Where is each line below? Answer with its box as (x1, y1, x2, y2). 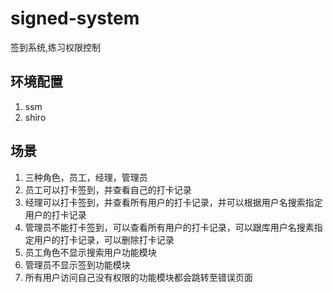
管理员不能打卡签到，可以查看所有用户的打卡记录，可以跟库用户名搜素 (24, 221, 315, 233)
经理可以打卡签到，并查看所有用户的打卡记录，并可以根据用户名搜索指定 (24, 196, 323, 208)
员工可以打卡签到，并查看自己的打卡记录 (24, 183, 192, 196)
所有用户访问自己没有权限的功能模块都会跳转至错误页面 (24, 271, 253, 283)
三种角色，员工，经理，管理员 (24, 171, 148, 183)
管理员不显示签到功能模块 (24, 258, 131, 271)
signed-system (10, 7, 140, 30)
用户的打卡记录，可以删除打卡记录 (33, 233, 175, 246)
